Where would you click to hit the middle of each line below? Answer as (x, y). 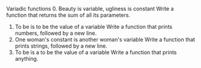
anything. (26, 59)
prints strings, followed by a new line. (61, 46)
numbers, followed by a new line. (56, 33)
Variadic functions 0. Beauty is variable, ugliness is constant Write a (90, 9)
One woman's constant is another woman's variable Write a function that (105, 39)
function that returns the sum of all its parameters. (68, 15)
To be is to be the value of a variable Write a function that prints (94, 27)
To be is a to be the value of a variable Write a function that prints (96, 52)
